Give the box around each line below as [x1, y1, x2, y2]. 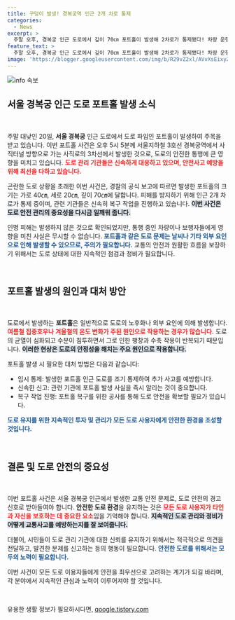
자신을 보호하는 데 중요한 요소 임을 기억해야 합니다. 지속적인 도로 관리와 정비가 [14, 512, 224, 521]
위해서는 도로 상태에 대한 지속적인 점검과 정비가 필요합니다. [14, 249, 176, 258]
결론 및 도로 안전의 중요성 [7, 460, 110, 473]
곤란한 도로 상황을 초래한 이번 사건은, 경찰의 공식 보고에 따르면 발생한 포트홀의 [7, 181, 220, 190]
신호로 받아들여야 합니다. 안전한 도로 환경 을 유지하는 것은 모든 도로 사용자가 [7, 503, 211, 511]
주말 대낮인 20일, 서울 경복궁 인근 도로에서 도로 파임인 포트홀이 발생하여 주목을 [7, 132, 222, 140]
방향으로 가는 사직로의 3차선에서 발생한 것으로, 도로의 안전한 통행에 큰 [25, 149, 217, 158]
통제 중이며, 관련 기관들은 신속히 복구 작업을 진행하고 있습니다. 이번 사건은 [20, 199, 222, 207]
